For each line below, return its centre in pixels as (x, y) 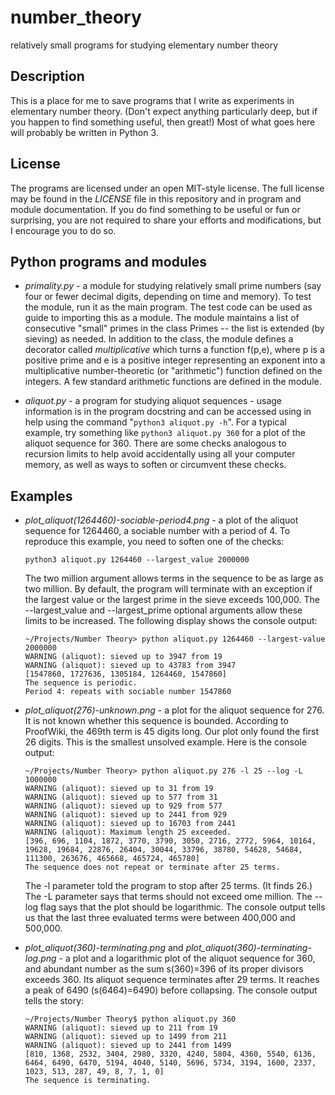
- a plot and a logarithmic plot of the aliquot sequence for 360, (187, 958)
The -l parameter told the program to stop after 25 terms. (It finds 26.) (168, 886)
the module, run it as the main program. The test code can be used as (168, 307)
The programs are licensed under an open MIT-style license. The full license (167, 188)
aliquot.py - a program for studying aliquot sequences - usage (153, 401)
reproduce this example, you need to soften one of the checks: (154, 542)
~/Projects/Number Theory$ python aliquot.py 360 (130, 1019)
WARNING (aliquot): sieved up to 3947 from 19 (123, 657)
